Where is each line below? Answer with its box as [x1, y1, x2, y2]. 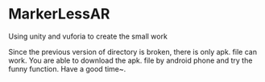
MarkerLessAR [8, 5, 110, 23]
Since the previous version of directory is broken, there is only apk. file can [8, 47, 258, 56]
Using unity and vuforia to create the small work [8, 31, 168, 41]
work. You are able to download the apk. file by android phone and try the [8, 55, 253, 65]
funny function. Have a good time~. [8, 64, 126, 73]
